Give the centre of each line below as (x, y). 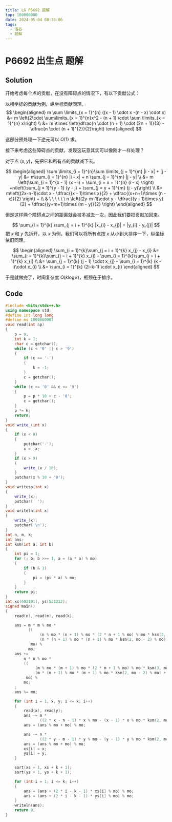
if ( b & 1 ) (35, 568)
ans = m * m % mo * (35, 625)
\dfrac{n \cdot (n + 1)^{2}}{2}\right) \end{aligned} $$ (86, 129)
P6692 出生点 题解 (44, 61)
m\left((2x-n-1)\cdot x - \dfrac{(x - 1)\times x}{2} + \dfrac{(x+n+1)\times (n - (86, 193)
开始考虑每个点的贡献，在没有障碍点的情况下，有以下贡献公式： (72, 93)
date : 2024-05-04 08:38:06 (34, 20)
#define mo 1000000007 (29, 320)
